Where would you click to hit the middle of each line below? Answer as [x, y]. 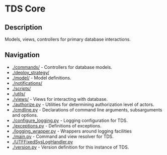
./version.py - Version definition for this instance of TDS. [70, 147]
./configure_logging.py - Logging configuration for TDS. [70, 120]
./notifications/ [27, 83]
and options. [25, 115]
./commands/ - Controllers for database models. [62, 67]
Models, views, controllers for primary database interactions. [68, 39]
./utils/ [19, 94]
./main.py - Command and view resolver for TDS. [63, 136]
